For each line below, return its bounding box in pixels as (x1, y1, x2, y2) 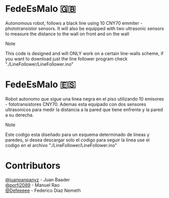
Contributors (5, 160, 61, 172)
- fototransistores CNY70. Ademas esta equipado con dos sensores (5, 101, 147, 107)
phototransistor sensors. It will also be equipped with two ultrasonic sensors (5, 25, 164, 31)
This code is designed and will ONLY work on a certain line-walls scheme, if (5, 50, 163, 56)
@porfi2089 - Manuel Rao (5, 182, 60, 188)
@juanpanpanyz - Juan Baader (5, 176, 70, 182)
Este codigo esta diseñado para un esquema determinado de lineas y (5, 131, 150, 137)
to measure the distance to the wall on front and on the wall (5, 31, 130, 37)
